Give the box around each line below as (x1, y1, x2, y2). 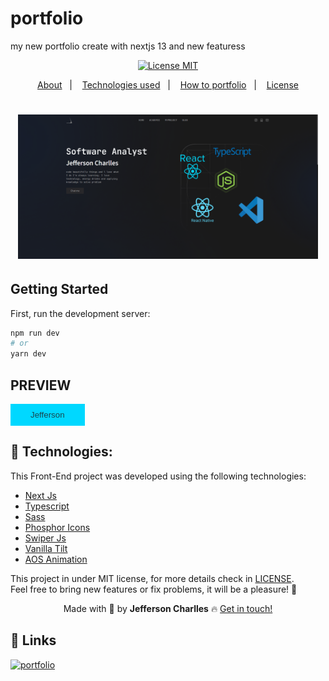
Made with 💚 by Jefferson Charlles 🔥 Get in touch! (63, 602, 273, 614)
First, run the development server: (10, 307, 151, 319)
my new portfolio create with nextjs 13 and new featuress (10, 40, 246, 52)
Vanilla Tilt (24, 542, 68, 554)
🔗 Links (10, 632, 57, 649)
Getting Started (10, 281, 109, 298)
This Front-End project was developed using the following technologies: (10, 470, 307, 482)
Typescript (24, 500, 70, 512)
